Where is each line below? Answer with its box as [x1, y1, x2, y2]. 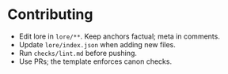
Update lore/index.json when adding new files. [18, 39, 176, 49]
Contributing [7, 6, 93, 24]
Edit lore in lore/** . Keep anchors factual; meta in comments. [18, 31, 221, 41]
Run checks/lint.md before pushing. [18, 48, 138, 57]
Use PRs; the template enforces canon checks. [18, 57, 172, 66]
